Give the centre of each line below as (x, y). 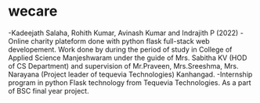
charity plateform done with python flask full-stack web (120, 41)
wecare (33, 11)
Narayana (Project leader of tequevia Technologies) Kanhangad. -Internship (130, 74)
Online (19, 41)
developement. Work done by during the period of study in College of (120, 49)
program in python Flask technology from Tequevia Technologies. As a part (130, 82)
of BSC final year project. (49, 91)
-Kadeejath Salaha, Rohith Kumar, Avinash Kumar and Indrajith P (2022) (123, 33)
